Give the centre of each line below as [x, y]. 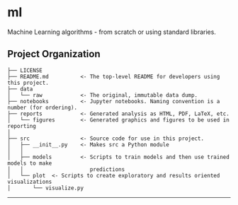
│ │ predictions [66, 169]
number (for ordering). [42, 107]
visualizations [30, 182]
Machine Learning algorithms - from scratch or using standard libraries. [112, 32]
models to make [30, 163]
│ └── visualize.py [45, 188]
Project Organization [54, 54]
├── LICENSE [25, 70]
